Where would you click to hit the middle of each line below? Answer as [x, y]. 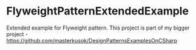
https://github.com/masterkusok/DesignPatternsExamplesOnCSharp [92, 40]
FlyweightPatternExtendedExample [98, 11]
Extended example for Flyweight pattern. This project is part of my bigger [98, 28]
